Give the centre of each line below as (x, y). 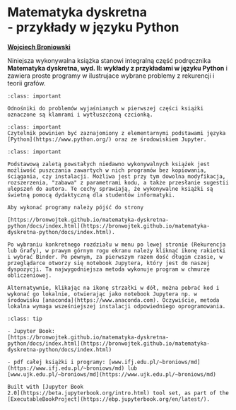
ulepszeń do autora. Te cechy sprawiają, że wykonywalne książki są (110, 189)
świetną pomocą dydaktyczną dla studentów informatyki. (91, 195)
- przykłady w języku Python (93, 27)
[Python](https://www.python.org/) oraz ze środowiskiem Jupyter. (107, 139)
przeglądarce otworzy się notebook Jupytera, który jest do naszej (109, 263)
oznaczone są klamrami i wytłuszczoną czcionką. (80, 115)
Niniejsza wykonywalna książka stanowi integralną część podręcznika (109, 60)
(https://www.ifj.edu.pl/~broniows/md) (66, 368)
